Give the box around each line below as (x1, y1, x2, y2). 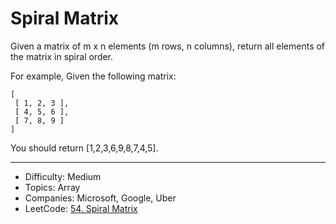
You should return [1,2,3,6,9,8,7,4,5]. (10, 142, 159, 154)
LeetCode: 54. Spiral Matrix (24, 202, 138, 214)
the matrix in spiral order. (10, 50, 114, 62)
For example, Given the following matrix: (10, 70, 177, 82)
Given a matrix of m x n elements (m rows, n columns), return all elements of (10, 40, 326, 52)
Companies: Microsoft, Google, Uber (24, 192, 177, 204)
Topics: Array (24, 181, 81, 193)
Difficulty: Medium (24, 170, 102, 182)
